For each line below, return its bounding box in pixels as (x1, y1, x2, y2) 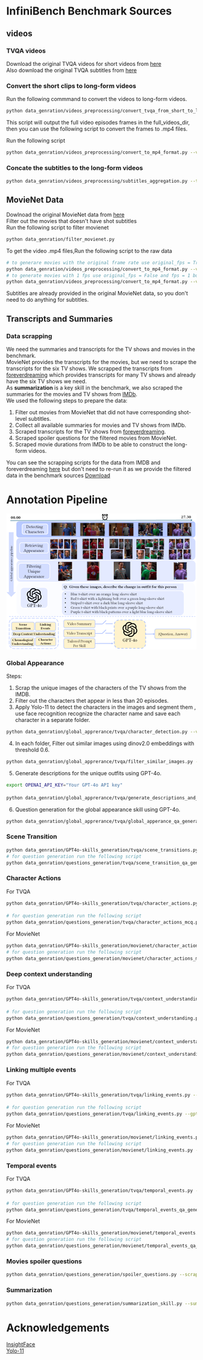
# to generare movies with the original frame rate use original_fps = (6, 259, 190, 265)
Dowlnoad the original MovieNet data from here (6, 210, 125, 218)
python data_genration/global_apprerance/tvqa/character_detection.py (6, 729, 188, 735)
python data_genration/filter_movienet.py (6, 236, 115, 242)
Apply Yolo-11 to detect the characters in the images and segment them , (14, 703, 196, 711)
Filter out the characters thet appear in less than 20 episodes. (14, 697, 169, 704)
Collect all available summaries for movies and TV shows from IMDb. (14, 421, 187, 429)
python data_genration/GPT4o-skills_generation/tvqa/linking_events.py (6, 1092, 190, 1098)
